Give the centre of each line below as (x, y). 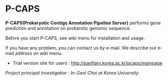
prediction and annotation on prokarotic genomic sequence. (68, 28)
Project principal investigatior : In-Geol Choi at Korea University (72, 73)
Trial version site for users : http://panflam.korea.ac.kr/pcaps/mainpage (88, 63)
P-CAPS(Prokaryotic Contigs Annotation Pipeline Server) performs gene (83, 23)
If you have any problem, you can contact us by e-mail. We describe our (81, 48)
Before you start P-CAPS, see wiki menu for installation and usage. (75, 38)
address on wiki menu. (39, 53)
